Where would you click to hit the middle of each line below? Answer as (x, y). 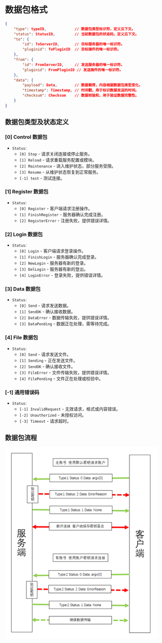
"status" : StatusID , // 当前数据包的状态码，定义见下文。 (76, 34)
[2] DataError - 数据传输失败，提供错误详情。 (65, 318)
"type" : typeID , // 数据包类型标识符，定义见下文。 (75, 29)
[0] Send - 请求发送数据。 (45, 306)
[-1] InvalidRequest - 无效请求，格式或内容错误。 (70, 409)
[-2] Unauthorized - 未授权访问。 (53, 415)
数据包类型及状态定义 (37, 122)
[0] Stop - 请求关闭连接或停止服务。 (56, 154)
